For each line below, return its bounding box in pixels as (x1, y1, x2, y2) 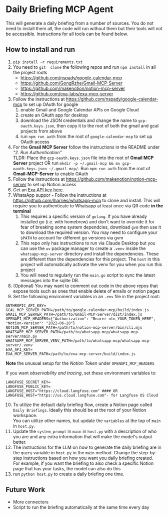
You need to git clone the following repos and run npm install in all (12, 64, 156, 70)
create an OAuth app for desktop (20, 112, 88, 118)
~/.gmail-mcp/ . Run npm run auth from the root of (48, 165, 150, 171)
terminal (12, 208, 31, 214)
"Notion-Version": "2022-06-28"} (5, 320, 75, 326)
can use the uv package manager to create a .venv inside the (20, 245, 146, 251)
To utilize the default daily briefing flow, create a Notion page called (12, 402, 152, 408)
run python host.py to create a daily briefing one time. (12, 471, 124, 477)
